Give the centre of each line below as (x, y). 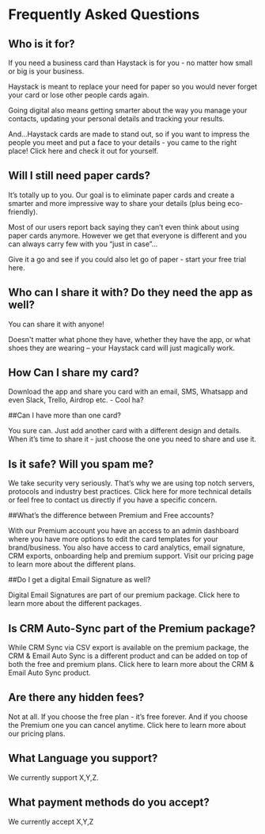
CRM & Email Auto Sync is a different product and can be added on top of (128, 656)
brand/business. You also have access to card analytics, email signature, (127, 547)
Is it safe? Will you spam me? (81, 464)
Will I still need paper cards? (79, 176)
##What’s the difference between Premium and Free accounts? (111, 516)
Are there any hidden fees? (76, 697)
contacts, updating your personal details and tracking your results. (117, 119)
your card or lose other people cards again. (79, 95)
